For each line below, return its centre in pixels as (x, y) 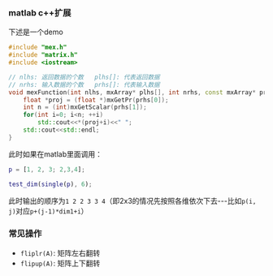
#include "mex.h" (38, 47)
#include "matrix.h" (43, 55)
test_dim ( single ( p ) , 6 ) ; (50, 184)
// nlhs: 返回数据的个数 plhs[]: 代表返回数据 (84, 77)
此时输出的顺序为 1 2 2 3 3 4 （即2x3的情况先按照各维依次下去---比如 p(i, (132, 201)
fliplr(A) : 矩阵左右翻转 (60, 252)
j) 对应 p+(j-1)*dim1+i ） (48, 211)
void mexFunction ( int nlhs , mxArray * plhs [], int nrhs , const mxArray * (132, 92)
